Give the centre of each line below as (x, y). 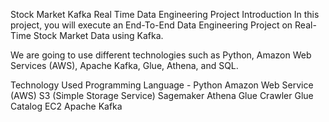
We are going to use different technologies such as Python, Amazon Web (161, 55)
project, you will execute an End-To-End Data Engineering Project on (151, 25)
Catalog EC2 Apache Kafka (66, 106)
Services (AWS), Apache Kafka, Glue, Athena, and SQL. (124, 65)
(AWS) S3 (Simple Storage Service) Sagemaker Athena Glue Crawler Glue (162, 95)
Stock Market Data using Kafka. (98, 35)
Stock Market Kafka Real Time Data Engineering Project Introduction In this (165, 14)
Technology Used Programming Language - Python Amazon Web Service (162, 85)
